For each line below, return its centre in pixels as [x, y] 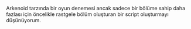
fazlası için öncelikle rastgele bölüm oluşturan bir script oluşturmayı [87, 14]
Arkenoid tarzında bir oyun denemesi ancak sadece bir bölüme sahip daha [96, 8]
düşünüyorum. [23, 20]
